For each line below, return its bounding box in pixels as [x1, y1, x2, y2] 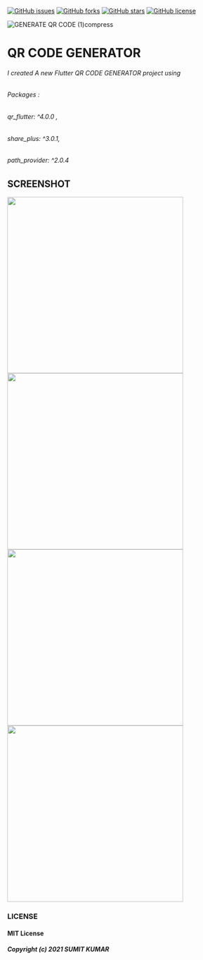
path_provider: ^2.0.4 [7, 156, 70, 165]
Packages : [7, 90, 40, 99]
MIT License [7, 929, 44, 937]
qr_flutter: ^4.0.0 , [7, 113, 58, 121]
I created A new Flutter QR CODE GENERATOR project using [7, 68, 181, 77]
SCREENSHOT [7, 178, 71, 190]
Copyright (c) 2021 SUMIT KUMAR [7, 945, 110, 954]
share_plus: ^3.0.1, [7, 134, 60, 142]
